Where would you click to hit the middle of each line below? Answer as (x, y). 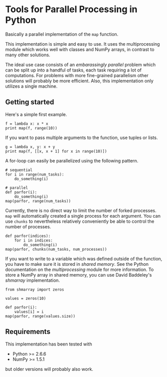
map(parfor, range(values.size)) (40, 316)
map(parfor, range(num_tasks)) (38, 201)
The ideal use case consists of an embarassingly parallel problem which (80, 64)
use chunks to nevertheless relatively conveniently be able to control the (80, 221)
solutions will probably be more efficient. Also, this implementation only (79, 81)
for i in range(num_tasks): (35, 174)
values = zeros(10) (26, 298)
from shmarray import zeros (35, 289)
